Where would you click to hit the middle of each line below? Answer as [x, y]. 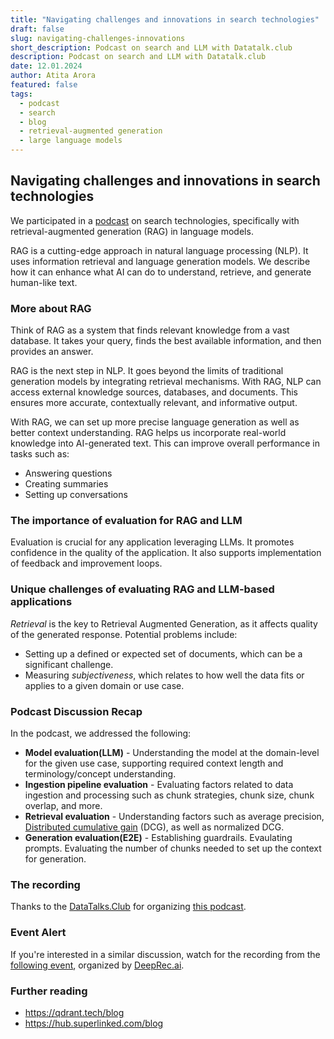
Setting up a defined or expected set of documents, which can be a [163, 653]
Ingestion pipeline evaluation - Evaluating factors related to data [159, 784]
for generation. [55, 859]
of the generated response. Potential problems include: [124, 634]
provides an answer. [52, 352]
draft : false [37, 29]
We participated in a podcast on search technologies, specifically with [155, 220]
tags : [21, 94]
